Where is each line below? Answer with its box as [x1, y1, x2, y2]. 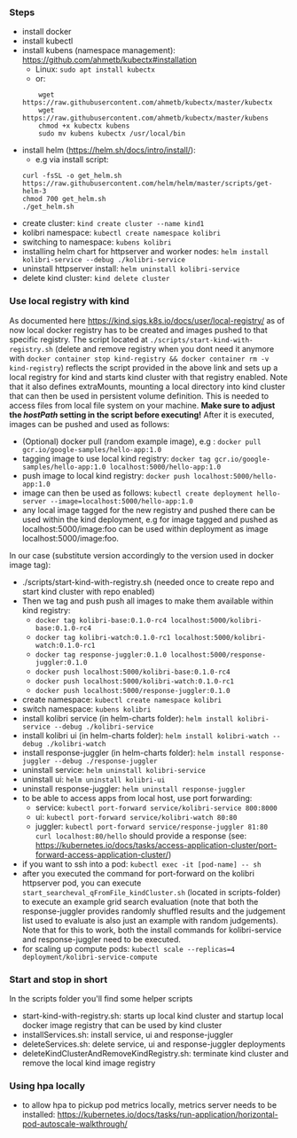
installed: [21, 1110, 56, 1120]
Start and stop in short [9, 973, 108, 986]
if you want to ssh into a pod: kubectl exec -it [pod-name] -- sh [21, 858, 262, 869]
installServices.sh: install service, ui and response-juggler [21, 1029, 233, 1040]
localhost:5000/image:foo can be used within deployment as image [21, 523, 269, 534]
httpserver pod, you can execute [21, 877, 142, 888]
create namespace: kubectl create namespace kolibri [21, 694, 223, 705]
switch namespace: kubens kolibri [21, 703, 152, 714]
